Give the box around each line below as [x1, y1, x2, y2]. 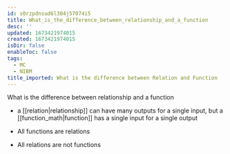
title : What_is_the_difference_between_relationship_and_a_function [7, 17, 209, 23]
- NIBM [13, 68, 32, 75]
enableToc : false [7, 49, 57, 56]
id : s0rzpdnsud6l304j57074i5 [7, 10, 91, 17]
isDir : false [7, 42, 45, 49]
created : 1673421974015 [7, 36, 76, 43]
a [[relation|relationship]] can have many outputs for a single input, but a [17, 106, 223, 115]
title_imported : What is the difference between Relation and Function [7, 74, 218, 81]
